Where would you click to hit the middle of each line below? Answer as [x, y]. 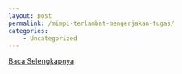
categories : [28, 31]
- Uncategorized [50, 38]
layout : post [30, 16]
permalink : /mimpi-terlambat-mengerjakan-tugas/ [91, 23]
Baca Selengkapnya [41, 61]
